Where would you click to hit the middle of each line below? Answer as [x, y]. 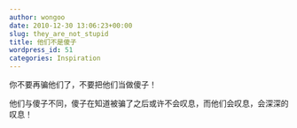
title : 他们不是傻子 [43, 42]
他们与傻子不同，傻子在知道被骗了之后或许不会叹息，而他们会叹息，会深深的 [149, 103]
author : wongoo [37, 17]
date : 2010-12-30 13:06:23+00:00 [71, 26]
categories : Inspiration [55, 58]
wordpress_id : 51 [41, 50]
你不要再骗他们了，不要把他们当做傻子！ [83, 84]
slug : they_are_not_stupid [59, 34]
